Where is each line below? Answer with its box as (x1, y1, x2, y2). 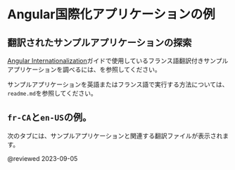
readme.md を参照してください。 (7, 89, 97, 97)
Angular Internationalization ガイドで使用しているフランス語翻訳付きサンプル (7, 57, 229, 65)
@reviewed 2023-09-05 (7, 154, 78, 162)
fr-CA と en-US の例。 (7, 112, 92, 124)
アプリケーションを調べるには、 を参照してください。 (7, 65, 161, 74)
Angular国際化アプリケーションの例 (7, 6, 216, 22)
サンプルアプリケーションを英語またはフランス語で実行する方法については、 (7, 80, 229, 89)
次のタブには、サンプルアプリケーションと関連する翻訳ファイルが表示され (7, 131, 223, 140)
